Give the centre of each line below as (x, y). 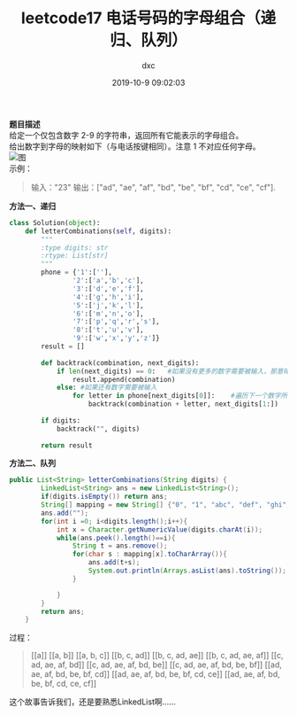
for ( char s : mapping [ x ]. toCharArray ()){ (149, 555)
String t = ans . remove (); (120, 546)
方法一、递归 (32, 206)
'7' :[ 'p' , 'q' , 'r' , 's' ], (116, 322)
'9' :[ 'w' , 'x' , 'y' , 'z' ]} (116, 338)
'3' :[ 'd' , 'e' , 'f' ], (108, 289)
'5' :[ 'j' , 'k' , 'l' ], (108, 305)
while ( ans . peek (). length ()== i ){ (116, 538)
